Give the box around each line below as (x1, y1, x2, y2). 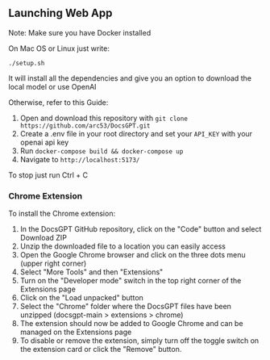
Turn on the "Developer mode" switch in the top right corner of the (19, 276, 242, 286)
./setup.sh (8, 59, 45, 67)
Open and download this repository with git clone (19, 113, 188, 123)
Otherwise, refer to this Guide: (8, 97, 109, 107)
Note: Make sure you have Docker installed (8, 27, 152, 37)
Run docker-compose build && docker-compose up (19, 145, 184, 156)
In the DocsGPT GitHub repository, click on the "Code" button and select (19, 224, 262, 234)
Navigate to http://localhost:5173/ (19, 154, 140, 164)
